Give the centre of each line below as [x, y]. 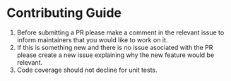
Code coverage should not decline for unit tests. [87, 70]
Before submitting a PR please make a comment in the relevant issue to [120, 32]
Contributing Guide [64, 13]
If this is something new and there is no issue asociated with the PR [115, 47]
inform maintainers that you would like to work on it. [92, 39]
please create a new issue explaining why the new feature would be [115, 55]
